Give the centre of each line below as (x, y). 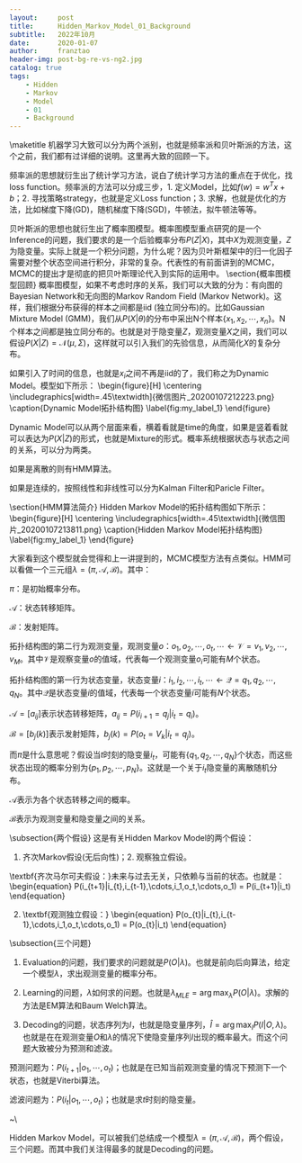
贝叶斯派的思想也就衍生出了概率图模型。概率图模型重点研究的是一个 (135, 228)
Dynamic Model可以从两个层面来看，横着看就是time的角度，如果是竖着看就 (149, 428)
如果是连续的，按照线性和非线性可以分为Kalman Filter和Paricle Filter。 (139, 488)
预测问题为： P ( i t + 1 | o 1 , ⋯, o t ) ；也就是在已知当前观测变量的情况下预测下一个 (148, 1069)
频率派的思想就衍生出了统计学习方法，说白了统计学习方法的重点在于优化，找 (151, 176)
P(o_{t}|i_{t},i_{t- (206, 914)
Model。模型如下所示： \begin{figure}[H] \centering (106, 386)
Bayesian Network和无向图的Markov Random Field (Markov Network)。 (142, 296)
